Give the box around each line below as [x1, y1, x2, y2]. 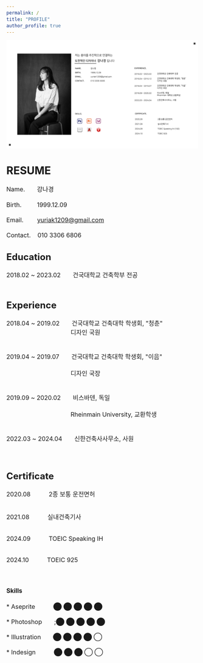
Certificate [6, 470, 54, 483]
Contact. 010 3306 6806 [6, 231, 82, 239]
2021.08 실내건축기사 [6, 513, 81, 521]
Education [6, 251, 52, 263]
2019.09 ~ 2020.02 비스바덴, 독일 [6, 393, 111, 402]
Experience [6, 299, 57, 311]
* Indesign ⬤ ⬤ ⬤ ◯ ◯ [6, 648, 103, 656]
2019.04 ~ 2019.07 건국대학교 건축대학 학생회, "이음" [6, 352, 163, 361]
